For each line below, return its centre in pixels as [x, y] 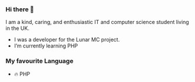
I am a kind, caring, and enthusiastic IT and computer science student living [97, 22]
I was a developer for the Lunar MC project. [67, 40]
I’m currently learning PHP [46, 46]
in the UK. [18, 28]
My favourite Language [39, 61]
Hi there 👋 [20, 9]
